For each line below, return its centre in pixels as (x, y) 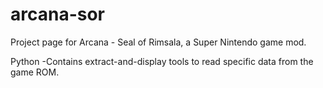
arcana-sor (58, 14)
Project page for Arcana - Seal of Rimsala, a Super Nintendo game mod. (158, 42)
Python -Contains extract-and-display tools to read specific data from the (162, 61)
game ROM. (35, 72)
